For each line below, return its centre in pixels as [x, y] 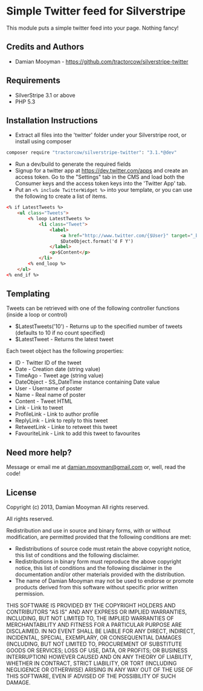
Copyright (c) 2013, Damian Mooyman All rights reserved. [78, 507]
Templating [28, 294]
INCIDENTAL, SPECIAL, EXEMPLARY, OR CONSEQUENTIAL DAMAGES [94, 638]
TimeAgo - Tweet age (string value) [59, 376]
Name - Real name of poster [50, 395]
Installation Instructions [52, 120]
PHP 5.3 [25, 102]
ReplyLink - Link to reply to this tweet [61, 421]
